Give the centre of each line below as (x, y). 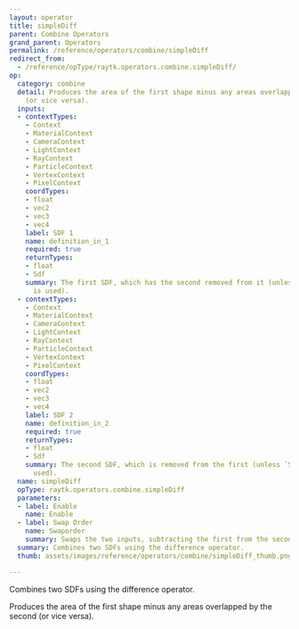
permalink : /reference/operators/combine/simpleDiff (109, 51)
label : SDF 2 (49, 415)
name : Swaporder (56, 531)
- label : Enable (47, 506)
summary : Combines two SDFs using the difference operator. (131, 547)
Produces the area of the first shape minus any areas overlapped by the (141, 606)
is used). (51, 290)
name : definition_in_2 (67, 423)
